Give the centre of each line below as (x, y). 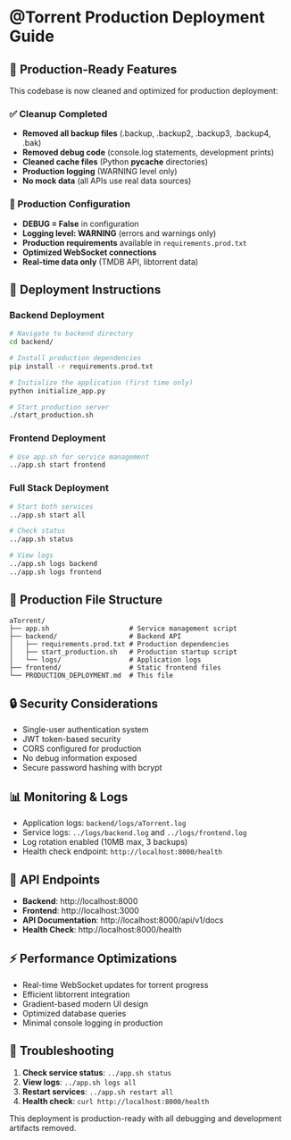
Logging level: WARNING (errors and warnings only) (119, 233)
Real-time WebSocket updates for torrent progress (115, 984)
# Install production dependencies (75, 359)
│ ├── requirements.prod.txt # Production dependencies (119, 644)
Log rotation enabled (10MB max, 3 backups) (105, 842)
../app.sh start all (48, 515)
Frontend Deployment (58, 438)
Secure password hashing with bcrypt (92, 768)
